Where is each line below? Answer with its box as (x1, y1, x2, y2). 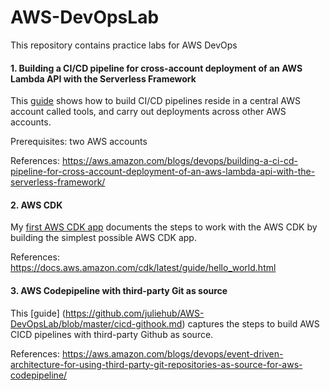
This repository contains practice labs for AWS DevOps (10, 39, 238, 51)
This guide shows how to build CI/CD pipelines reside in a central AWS (10, 95, 302, 107)
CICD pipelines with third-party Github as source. (10, 328, 214, 340)
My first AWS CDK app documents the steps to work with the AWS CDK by (10, 221, 318, 233)
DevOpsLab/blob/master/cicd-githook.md (10, 317, 183, 330)
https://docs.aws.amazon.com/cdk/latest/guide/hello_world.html (10, 262, 277, 274)
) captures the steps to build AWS (181, 317, 320, 330)
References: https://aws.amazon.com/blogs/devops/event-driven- (10, 347, 284, 360)
